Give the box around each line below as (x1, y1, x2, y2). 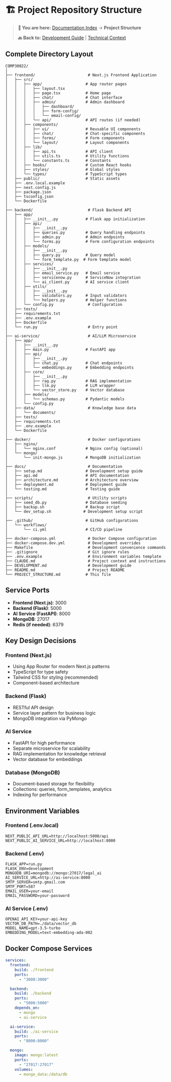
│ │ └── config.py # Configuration (5, 302, 123, 307)
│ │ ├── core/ (5, 369, 45, 374)
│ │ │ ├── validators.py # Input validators (5, 293, 127, 298)
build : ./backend (14, 991, 52, 996)
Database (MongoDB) (5, 769, 60, 776)
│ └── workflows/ (5, 522, 47, 528)
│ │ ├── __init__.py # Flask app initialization (5, 217, 145, 222)
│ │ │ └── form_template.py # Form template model (5, 257, 132, 262)
